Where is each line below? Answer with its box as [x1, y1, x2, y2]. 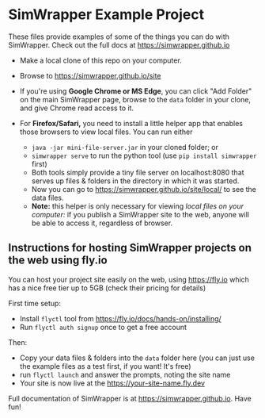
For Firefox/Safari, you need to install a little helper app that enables [19, 118, 244, 128]
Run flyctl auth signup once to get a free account [19, 322, 187, 332]
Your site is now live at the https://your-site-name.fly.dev [19, 378, 206, 388]
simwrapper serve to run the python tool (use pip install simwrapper [31, 151, 257, 160]
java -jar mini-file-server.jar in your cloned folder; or [31, 142, 219, 151]
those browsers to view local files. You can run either [19, 127, 193, 136]
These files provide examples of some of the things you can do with [8, 32, 229, 41]
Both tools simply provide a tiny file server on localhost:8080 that [31, 167, 244, 177]
